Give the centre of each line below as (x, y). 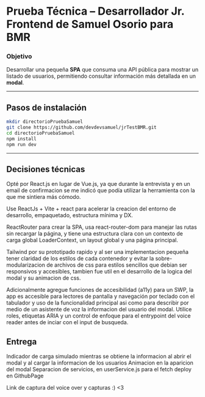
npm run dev (21, 144)
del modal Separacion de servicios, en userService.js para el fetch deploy (99, 369)
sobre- (164, 259)
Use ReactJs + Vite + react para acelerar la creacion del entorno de (91, 209)
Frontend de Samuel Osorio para (90, 24)
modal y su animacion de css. (44, 278)
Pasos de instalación (47, 107)
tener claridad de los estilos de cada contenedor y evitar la (80, 259)
